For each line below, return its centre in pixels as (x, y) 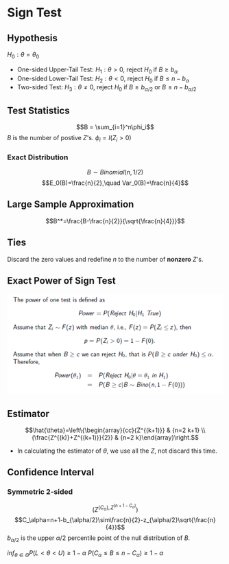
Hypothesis (33, 38)
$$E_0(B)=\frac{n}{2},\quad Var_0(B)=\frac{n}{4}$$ (115, 183)
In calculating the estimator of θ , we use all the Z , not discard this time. (117, 451)
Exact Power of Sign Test (62, 281)
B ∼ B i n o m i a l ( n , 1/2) (115, 172)
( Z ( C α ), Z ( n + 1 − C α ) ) (115, 508)
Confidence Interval (51, 472)
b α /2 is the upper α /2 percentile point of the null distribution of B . (99, 539)
